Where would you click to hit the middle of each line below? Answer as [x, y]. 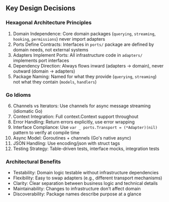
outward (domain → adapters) [44, 71]
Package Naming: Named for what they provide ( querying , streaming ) [85, 76]
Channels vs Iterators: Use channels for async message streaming [82, 106]
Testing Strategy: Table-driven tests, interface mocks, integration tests [86, 149]
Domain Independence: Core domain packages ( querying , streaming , [84, 33]
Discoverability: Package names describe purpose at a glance [77, 194]
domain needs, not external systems [51, 49]
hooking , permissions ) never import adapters [59, 39]
